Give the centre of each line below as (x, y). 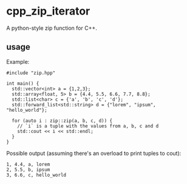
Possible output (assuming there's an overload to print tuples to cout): (94, 153)
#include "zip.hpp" (31, 73)
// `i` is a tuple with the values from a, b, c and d (88, 126)
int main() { (23, 83)
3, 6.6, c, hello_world (36, 175)
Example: (18, 61)
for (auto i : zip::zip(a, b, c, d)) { (62, 121)
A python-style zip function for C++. (52, 28)
